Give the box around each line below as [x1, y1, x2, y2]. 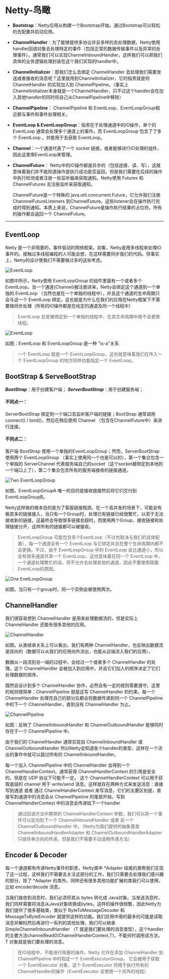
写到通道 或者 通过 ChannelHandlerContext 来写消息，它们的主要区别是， [5, 787, 157, 793]
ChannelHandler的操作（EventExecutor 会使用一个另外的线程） [17, 968, 149, 974]
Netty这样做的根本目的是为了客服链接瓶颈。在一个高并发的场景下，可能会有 [5, 504, 162, 510]
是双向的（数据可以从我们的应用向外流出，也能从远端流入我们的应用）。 [5, 648, 153, 654]
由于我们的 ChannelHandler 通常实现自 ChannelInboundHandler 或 [5, 738, 143, 744]
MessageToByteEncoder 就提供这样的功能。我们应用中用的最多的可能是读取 [5, 913, 163, 919]
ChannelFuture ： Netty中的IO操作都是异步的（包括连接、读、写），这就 [12, 162, 161, 168]
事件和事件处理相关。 [26, 111, 70, 117]
